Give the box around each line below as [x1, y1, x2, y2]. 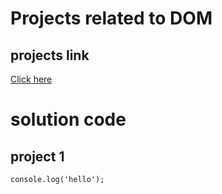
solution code [10, 108, 127, 131]
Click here [10, 73, 53, 85]
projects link [10, 47, 90, 64]
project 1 [10, 148, 65, 165]
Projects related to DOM [10, 7, 213, 30]
